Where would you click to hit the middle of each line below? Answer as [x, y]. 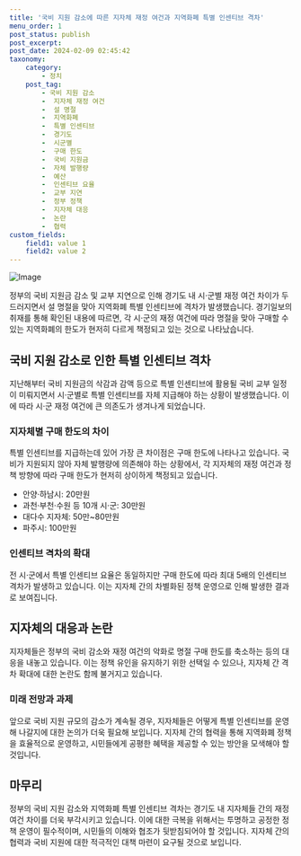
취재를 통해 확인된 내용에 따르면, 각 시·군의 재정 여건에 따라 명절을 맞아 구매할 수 [149, 318]
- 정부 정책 [62, 202]
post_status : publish [50, 34]
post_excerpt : [36, 43]
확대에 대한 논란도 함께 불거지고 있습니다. [91, 674]
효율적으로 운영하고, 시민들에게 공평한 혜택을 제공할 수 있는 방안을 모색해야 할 [154, 743]
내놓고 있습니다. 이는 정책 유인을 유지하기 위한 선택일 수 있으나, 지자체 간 [153, 663]
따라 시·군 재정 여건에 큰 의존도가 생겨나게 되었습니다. [112, 406]
